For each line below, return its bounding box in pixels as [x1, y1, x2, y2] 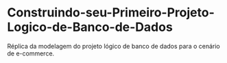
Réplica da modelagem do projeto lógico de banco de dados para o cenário [7, 42, 221, 50]
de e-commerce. [7, 49, 55, 58]
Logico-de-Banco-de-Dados [7, 19, 173, 35]
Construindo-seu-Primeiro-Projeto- [7, 5, 215, 21]
